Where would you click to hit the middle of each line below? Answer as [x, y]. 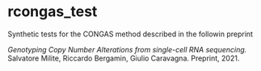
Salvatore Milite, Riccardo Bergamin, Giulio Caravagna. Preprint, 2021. [124, 58]
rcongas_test [53, 12]
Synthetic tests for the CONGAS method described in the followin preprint [130, 34]
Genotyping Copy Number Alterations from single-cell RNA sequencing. [127, 49]
